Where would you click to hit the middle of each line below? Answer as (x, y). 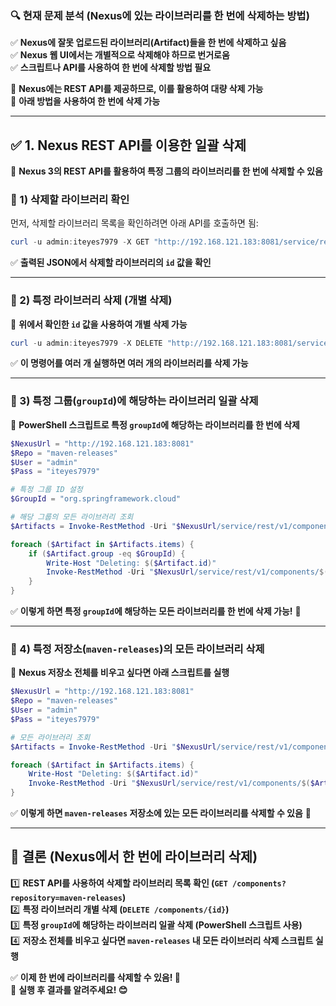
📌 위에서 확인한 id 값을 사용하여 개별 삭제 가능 (99, 324)
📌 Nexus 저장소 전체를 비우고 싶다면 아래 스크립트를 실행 (120, 673)
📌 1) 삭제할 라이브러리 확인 (70, 200)
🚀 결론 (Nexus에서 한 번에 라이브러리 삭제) (134, 857)
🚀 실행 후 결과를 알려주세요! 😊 (69, 989)
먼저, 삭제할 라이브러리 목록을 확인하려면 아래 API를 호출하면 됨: (134, 223)
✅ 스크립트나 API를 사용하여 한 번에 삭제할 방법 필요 (111, 68)
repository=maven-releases (66, 898)
